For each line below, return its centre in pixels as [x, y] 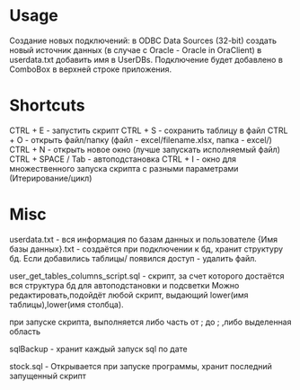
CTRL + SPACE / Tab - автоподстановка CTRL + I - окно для [123, 159]
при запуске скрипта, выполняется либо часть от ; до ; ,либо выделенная [150, 322]
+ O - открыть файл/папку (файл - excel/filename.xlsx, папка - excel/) [141, 139]
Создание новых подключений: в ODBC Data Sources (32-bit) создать [143, 40]
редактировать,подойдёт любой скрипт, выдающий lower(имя [129, 295]
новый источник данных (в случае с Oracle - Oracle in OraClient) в [136, 49]
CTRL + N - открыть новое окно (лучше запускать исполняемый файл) [145, 149]
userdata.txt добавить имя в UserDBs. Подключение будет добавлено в [146, 59]
